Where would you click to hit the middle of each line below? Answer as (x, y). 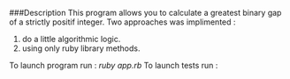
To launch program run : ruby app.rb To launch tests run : (114, 65)
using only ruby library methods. (81, 48)
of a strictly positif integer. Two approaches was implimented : (122, 22)
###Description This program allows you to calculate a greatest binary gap (145, 13)
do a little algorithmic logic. (71, 39)
